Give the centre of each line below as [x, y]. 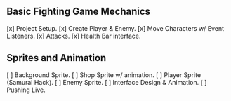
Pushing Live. [26, 90]
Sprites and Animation [57, 58]
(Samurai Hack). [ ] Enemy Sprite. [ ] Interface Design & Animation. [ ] [107, 82]
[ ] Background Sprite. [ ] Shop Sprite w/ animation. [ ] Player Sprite [104, 75]
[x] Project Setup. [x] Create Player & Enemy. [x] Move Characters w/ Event [115, 28]
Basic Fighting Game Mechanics [79, 12]
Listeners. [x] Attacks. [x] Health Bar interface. [74, 36]
